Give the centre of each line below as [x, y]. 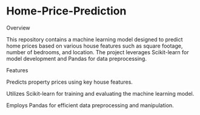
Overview [18, 28]
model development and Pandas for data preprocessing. [77, 58]
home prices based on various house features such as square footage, [95, 46]
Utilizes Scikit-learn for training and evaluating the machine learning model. [100, 93]
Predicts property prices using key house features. [70, 82]
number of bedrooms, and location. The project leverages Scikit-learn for [98, 52]
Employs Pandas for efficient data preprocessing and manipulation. [90, 105]
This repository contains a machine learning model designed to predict [95, 39]
